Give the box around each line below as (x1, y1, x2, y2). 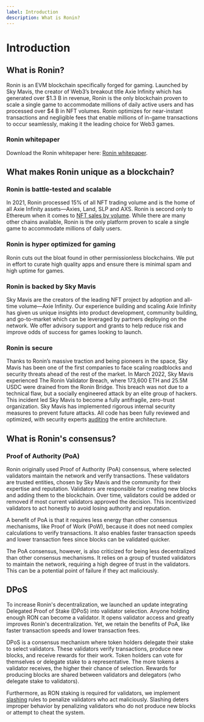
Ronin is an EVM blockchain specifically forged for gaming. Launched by (6, 81, 188, 88)
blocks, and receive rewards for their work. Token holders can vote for (6, 651, 183, 659)
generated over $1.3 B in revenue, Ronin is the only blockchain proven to (6, 94, 188, 101)
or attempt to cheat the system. (6, 709, 85, 716)
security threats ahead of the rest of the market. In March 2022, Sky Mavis (6, 370, 194, 378)
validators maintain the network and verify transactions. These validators (6, 472, 189, 479)
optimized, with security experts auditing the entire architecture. (6, 416, 167, 423)
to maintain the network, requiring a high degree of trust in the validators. (6, 560, 191, 568)
